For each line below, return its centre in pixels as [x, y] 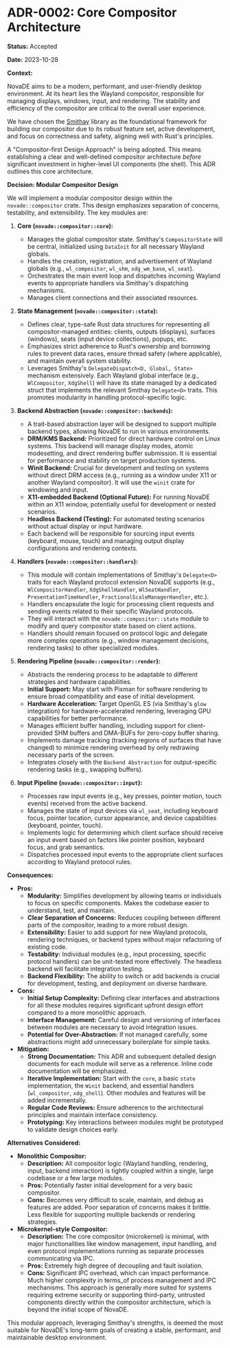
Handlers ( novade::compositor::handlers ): [78, 561]
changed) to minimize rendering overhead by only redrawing [113, 747]
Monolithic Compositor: [52, 1156]
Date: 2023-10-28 [33, 59]
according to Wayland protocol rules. [80, 861]
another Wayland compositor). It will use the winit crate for [111, 482]
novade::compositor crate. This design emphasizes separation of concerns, [114, 205]
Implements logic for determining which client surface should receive [125, 832]
